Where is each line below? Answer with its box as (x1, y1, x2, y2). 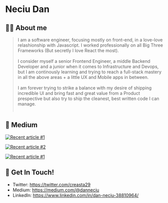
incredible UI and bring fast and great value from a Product (17, 90, 140, 96)
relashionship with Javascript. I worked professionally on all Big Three (17, 42, 163, 48)
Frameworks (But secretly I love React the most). (17, 48, 119, 53)
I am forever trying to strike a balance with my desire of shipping (17, 85, 152, 91)
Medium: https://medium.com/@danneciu (12, 187, 99, 193)
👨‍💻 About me (5, 24, 47, 32)
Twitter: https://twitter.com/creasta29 (12, 181, 91, 187)
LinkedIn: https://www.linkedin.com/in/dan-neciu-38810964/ (12, 192, 139, 198)
